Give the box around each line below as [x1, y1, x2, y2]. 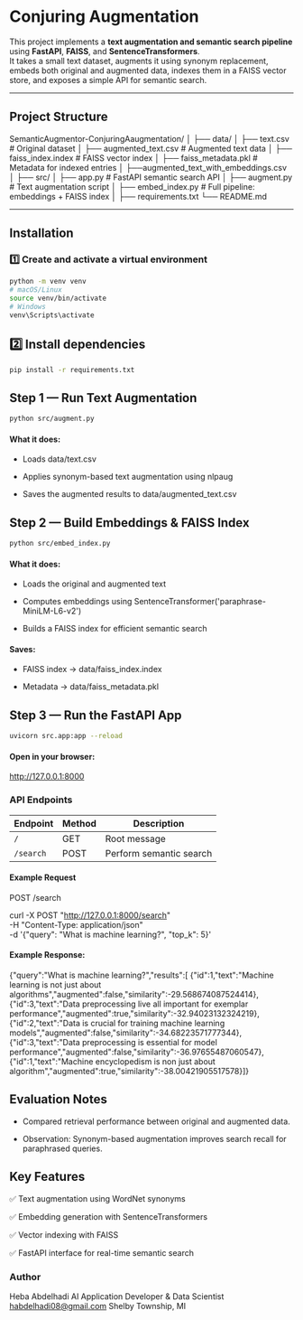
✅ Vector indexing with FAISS [9, 1229, 119, 1240]
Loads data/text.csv [22, 454, 97, 464]
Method [61, 817, 97, 829]
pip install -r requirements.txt [9, 365, 135, 374]
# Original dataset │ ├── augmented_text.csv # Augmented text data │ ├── [9, 143, 293, 154]
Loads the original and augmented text [22, 578, 167, 589]
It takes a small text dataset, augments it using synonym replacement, [9, 55, 269, 66]
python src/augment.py [9, 414, 95, 424]
